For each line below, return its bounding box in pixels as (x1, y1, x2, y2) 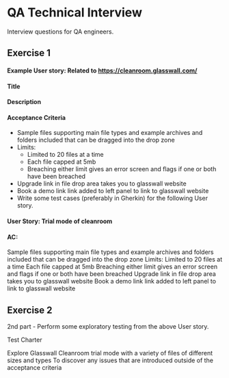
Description (7, 98, 42, 106)
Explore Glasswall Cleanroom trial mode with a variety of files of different (7, 349, 213, 357)
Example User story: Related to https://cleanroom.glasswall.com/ (7, 66, 198, 75)
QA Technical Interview (7, 5, 142, 21)
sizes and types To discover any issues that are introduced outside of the (7, 356, 214, 364)
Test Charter (7, 336, 42, 344)
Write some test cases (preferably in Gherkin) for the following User (16, 194, 208, 203)
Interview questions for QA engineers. (7, 27, 114, 36)
